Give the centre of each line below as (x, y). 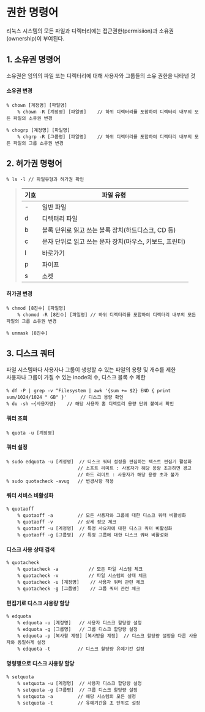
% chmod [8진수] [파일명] (36, 308)
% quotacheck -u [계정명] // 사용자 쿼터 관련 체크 (81, 582)
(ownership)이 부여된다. (35, 38)
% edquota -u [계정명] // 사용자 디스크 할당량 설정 (80, 623)
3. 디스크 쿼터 (31, 354)
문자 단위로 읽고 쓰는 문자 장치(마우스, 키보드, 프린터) (114, 241)
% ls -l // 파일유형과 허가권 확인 (45, 179)
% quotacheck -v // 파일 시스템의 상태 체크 (82, 576)
